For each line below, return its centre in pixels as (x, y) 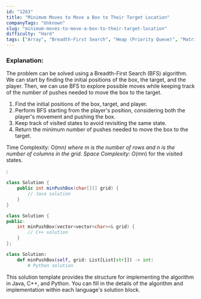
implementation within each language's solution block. (73, 289)
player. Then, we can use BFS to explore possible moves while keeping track (100, 86)
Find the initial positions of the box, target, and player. (81, 104)
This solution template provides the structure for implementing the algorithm (100, 277)
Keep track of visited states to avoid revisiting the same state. (91, 123)
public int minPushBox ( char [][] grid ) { (68, 188)
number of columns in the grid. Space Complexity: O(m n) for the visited (95, 154)
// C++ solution (48, 233)
